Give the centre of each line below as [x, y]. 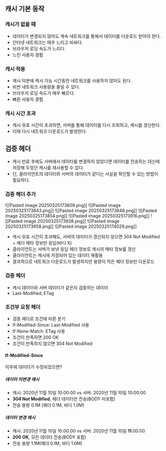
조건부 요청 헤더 [23, 307]
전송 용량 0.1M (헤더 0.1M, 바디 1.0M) [48, 405]
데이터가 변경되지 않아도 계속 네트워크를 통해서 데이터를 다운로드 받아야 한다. [87, 36]
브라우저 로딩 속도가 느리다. [39, 48]
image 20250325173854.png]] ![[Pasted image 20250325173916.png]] [78, 216]
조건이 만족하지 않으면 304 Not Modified [52, 343]
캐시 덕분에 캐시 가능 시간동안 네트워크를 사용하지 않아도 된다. [72, 81]
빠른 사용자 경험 [28, 99]
